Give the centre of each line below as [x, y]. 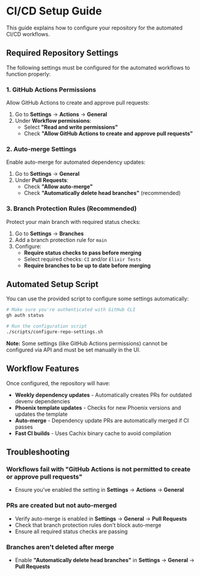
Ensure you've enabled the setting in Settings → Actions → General [99, 490]
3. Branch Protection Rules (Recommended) [71, 209]
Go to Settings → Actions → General [61, 114]
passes [24, 427]
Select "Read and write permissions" [71, 127]
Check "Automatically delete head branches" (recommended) [102, 193]
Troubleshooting [38, 452]
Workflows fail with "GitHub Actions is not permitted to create [98, 469]
